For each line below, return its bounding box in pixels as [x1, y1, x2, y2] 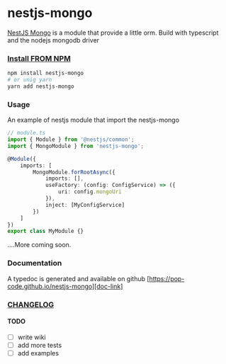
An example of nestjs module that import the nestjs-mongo [7, 115, 179, 125]
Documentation [7, 258, 62, 268]
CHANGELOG [7, 300, 55, 309]
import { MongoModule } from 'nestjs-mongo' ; [7, 142, 144, 149]
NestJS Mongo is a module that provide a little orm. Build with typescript [7, 28, 219, 37]
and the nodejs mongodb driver [7, 35, 100, 44]
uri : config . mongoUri [57, 188, 122, 195]
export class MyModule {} [7, 228, 84, 235]
